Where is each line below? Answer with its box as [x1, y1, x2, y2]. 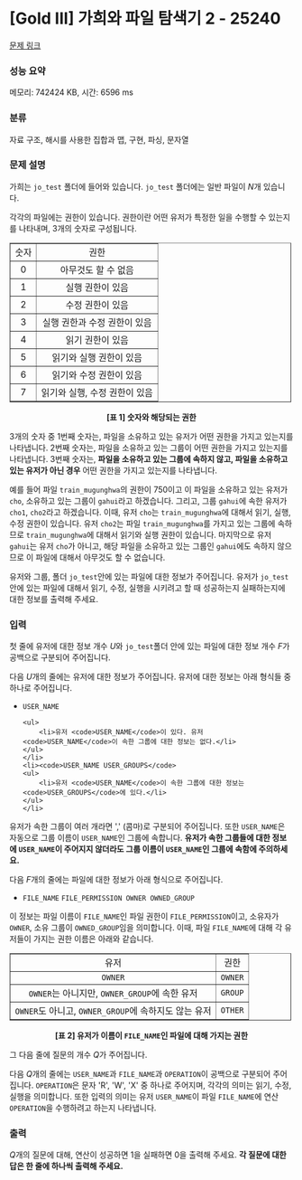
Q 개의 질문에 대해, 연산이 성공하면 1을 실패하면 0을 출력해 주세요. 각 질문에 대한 [9, 1149, 287, 1160]
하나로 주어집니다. [9, 683, 73, 694]
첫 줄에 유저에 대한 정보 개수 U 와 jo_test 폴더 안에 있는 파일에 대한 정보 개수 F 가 [9, 641, 290, 652]
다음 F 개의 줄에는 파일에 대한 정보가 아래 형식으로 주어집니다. [9, 874, 224, 885]
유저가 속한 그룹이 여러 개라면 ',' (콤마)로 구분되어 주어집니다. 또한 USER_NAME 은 [9, 821, 286, 832]
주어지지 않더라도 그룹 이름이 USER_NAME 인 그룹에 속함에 [63, 844, 257, 854]
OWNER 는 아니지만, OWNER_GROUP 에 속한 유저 [28, 987, 198, 1000]
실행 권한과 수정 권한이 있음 [41, 316, 152, 328]
